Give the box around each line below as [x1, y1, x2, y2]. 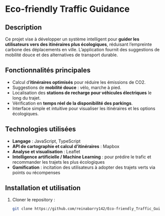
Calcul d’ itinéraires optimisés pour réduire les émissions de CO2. [12, 79, 146, 85]
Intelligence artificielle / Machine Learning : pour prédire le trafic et [12, 154, 152, 160]
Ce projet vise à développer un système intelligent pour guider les [5, 36, 139, 42]
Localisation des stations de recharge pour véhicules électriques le [12, 90, 152, 96]
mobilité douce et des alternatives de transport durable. [5, 52, 118, 58]
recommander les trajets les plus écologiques [12, 159, 105, 165]
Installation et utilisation [5, 184, 81, 192]
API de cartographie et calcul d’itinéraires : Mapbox [12, 143, 120, 149]
